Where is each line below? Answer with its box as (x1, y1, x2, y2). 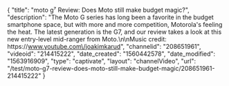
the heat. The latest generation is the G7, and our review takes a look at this (7, 28, 222, 36)
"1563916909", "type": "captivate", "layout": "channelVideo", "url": (7, 57, 196, 65)
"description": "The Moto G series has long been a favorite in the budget (7, 13, 214, 21)
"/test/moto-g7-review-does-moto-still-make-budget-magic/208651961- (7, 65, 215, 72)
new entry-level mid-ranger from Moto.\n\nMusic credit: (7, 35, 167, 43)
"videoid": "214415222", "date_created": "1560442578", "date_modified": (7, 50, 216, 58)
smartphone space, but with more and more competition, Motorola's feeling (7, 21, 223, 28)
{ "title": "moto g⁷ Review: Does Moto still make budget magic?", (7, 6, 190, 14)
